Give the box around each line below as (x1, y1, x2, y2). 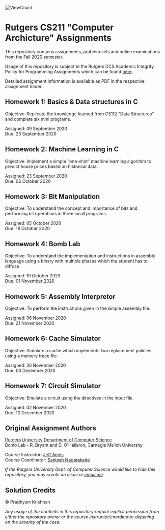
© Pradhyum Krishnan (5, 499, 51, 505)
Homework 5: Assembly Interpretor (5, 292, 116, 300)
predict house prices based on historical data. (5, 163, 98, 169)
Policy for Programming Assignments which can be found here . (5, 68, 134, 74)
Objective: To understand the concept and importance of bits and (5, 205, 137, 211)
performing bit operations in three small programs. (5, 211, 107, 217)
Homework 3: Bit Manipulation (5, 192, 100, 200)
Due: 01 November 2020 (5, 278, 55, 284)
